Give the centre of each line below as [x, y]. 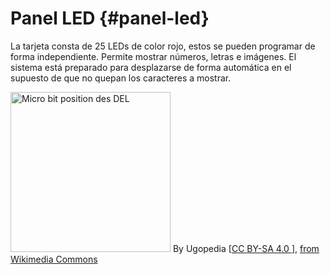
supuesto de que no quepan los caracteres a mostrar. [121, 78]
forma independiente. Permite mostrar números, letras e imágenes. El [153, 56]
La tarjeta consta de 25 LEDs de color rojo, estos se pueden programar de [163, 46]
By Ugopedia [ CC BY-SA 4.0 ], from [246, 248]
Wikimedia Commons [54, 259]
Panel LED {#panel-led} [110, 18]
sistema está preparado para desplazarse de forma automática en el [151, 67]
